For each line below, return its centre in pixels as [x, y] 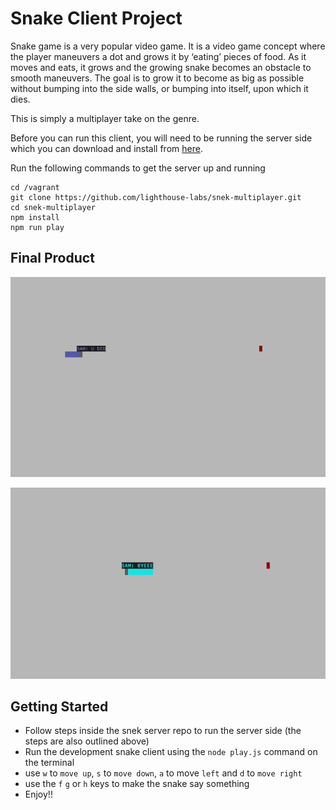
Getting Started [59, 707]
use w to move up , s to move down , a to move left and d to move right [163, 773]
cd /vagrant [35, 187]
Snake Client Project [96, 18]
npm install [35, 217]
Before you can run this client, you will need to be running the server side [161, 138]
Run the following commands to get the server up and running [138, 168]
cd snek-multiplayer [53, 207]
